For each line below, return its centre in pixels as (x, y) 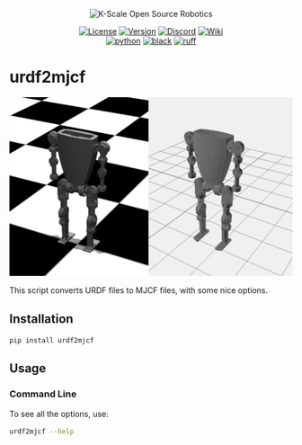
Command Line (43, 394)
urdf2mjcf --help (42, 432)
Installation (41, 319)
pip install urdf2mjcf (52, 341)
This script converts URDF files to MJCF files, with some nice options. (138, 290)
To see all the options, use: (59, 414)
